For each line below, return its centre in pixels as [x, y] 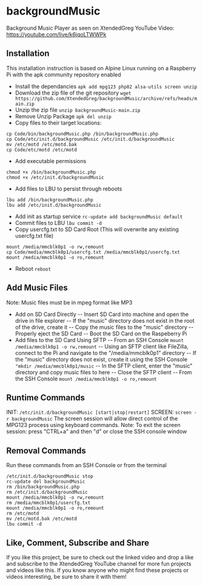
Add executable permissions [51, 161]
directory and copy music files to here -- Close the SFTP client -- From [103, 372]
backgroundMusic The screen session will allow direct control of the [95, 419]
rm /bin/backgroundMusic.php [43, 487]
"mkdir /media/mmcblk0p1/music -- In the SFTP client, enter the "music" [104, 366]
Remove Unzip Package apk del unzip [63, 116]
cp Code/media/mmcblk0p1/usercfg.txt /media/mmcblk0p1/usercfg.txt [93, 252]
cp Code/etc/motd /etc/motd [42, 150]
